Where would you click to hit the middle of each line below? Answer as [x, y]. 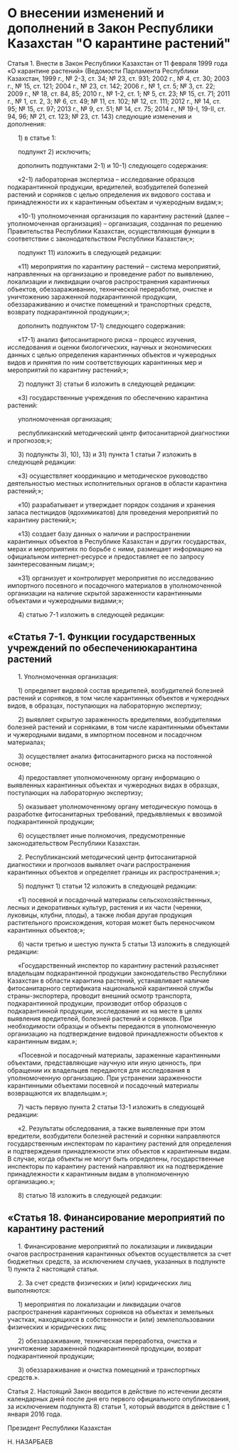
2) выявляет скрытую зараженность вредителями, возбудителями [119, 719]
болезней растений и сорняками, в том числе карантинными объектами [118, 727]
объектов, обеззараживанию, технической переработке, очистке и [110, 289]
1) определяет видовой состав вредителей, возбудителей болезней [121, 690]
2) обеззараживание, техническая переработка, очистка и [107, 1341]
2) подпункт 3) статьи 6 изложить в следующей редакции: [107, 384]
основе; [20, 763]
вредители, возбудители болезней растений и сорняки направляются [114, 1136]
